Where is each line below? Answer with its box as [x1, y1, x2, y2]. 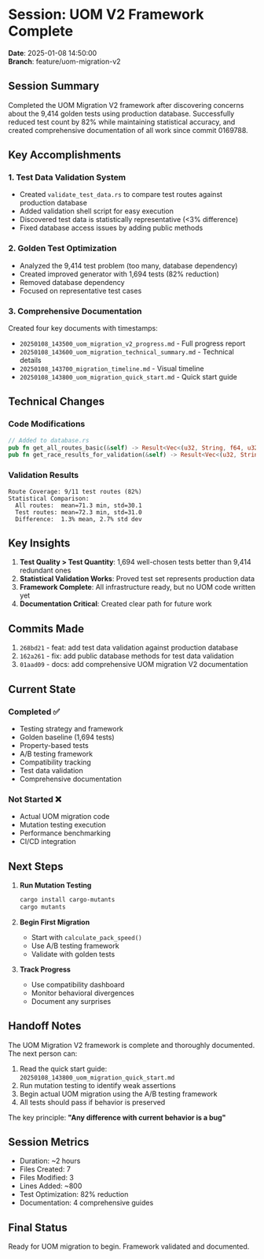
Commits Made [8, 622, 85, 635]
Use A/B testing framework [31, 941, 119, 950]
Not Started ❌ [8, 794, 61, 805]
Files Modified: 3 [19, 1173, 75, 1183]
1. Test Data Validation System [8, 172, 126, 183]
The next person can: [8, 1049, 78, 1058]
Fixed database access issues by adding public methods [19, 223, 203, 233]
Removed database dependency [19, 277, 125, 287]
